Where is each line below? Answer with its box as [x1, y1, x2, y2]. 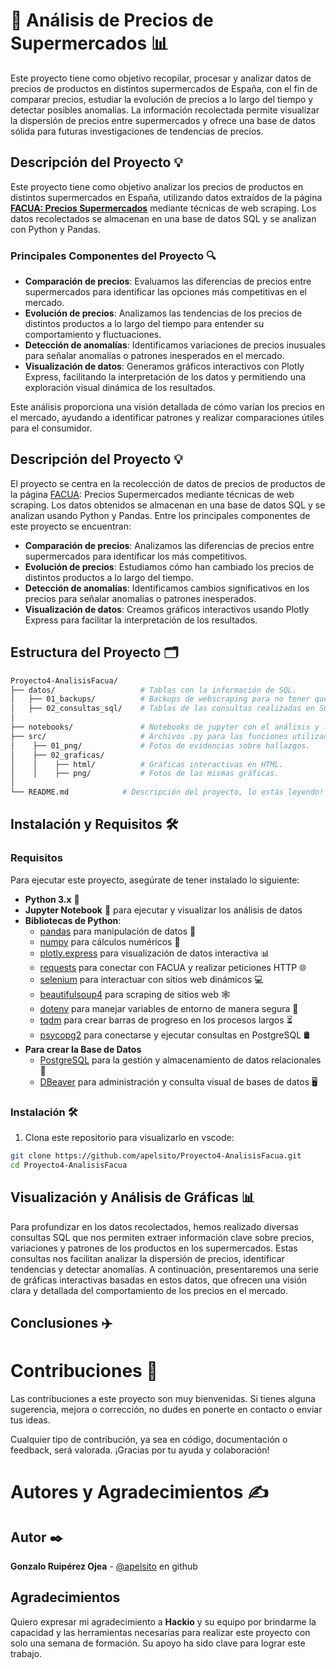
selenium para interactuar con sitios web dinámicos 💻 [39, 973, 264, 985]
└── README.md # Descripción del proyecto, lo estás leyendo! [10, 787, 325, 798]
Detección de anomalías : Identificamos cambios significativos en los [24, 582, 310, 594]
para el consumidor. [10, 422, 93, 434]
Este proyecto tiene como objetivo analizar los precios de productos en [10, 180, 304, 193]
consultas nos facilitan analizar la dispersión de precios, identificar [10, 1252, 285, 1264]
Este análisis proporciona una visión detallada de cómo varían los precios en [10, 401, 325, 413]
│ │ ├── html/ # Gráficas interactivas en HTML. [10, 759, 284, 769]
